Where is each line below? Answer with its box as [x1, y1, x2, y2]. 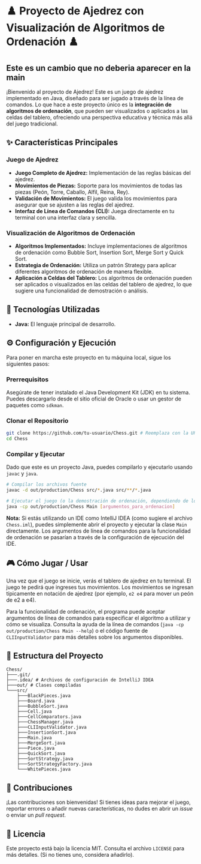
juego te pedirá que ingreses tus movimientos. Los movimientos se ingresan [6, 583, 194, 591]
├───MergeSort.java [17, 740, 66, 746]
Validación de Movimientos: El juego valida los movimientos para [14, 195, 178, 202]
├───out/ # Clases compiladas [6, 682, 82, 689]
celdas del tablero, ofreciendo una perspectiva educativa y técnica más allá [6, 114, 193, 121]
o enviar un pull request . [6, 811, 66, 819]
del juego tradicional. [6, 120, 58, 127]
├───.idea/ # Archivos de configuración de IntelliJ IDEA [6, 677, 154, 683]
